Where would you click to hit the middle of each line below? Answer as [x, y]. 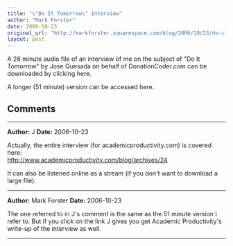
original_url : [28, 33]
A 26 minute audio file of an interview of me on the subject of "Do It [104, 59]
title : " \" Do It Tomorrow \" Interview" [65, 13]
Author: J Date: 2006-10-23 [48, 131]
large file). [22, 180]
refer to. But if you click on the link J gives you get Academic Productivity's [114, 221]
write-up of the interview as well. [54, 228]
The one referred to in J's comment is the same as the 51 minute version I [112, 214]
